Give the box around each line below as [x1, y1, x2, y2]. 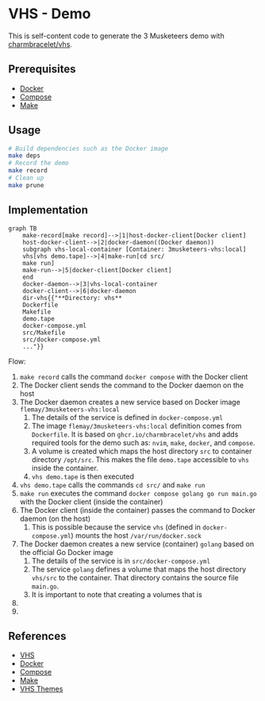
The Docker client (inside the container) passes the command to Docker [19, 505, 256, 514]
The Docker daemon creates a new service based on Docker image [19, 397, 240, 406]
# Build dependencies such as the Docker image [8, 144, 169, 152]
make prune [8, 181, 44, 189]
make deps [8, 152, 41, 160]
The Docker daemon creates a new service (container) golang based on [19, 539, 255, 549]
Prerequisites [8, 63, 76, 76]
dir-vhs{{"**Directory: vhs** [22, 294, 123, 302]
